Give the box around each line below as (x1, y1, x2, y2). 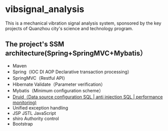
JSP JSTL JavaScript (12, 110, 56, 116)
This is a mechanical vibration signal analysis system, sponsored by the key (5, 20, 161, 26)
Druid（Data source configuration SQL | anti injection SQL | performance (12, 94, 163, 100)
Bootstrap (12, 120, 33, 126)
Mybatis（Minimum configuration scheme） (12, 87, 104, 93)
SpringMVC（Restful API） (12, 75, 68, 81)
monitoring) (12, 99, 37, 105)
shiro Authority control (12, 115, 59, 121)
